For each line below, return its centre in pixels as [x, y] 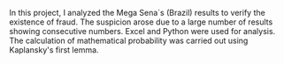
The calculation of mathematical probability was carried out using [129, 40]
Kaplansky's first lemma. [54, 50]
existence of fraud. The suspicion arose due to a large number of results [141, 22]
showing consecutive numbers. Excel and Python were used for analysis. [142, 31]
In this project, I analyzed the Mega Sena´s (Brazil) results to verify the [137, 13]
